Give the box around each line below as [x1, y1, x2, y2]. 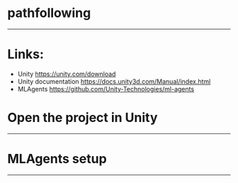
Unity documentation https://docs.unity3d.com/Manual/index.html [17, 77, 211, 86]
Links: [7, 46, 45, 62]
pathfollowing [7, 5, 91, 21]
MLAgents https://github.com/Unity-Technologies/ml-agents [17, 84, 195, 93]
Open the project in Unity [7, 110, 158, 126]
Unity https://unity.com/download [17, 70, 116, 78]
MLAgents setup [7, 151, 108, 167]
